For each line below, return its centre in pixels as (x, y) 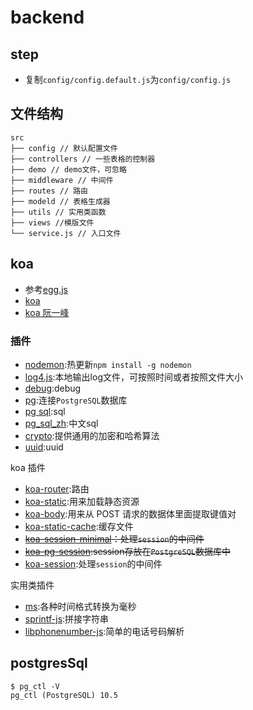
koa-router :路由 (57, 488)
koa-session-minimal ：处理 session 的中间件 (114, 538)
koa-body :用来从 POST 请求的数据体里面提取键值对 (130, 513)
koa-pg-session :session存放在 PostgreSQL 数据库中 (127, 551)
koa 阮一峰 (47, 312)
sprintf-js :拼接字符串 (67, 618)
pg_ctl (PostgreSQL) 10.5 (64, 695)
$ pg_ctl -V (35, 686)
